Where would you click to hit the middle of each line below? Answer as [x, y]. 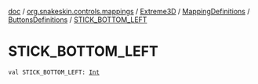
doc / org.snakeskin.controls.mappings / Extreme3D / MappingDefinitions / [129, 11]
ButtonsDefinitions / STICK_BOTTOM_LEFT [78, 20]
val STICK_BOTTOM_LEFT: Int [54, 72]
